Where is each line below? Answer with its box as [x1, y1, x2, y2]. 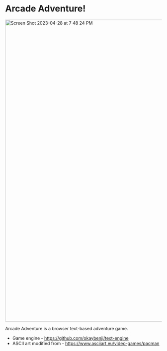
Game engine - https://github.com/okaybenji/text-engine [12, 335, 129, 341]
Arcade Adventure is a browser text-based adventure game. [5, 325, 128, 331]
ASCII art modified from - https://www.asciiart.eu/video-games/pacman [12, 340, 160, 346]
